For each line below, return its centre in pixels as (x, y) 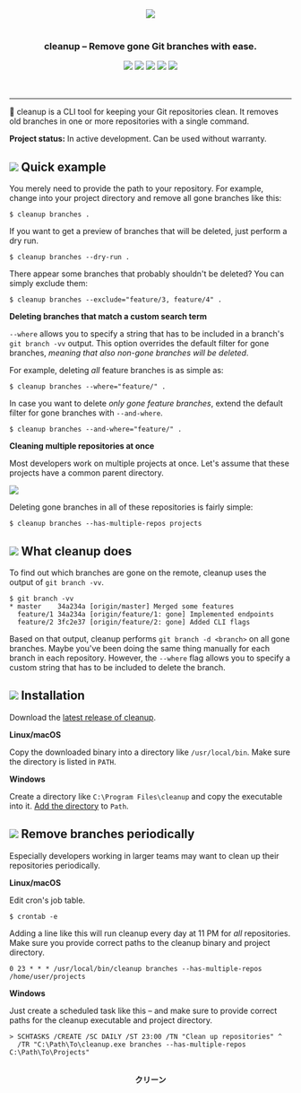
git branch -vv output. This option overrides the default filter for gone (139, 344)
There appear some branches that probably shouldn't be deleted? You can (147, 274)
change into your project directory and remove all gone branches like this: (146, 198)
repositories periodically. (55, 865)
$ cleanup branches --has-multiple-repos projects (106, 524)
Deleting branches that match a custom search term (108, 317)
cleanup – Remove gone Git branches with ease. (150, 46)
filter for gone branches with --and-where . (86, 413)
